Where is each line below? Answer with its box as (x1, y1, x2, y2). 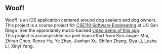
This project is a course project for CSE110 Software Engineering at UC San (5, 22, 158, 28)
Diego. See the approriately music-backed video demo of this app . (5, 27, 141, 33)
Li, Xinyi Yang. (5, 43, 34, 49)
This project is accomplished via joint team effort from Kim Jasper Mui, (5, 32, 150, 38)
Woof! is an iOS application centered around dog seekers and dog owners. (5, 17, 157, 23)
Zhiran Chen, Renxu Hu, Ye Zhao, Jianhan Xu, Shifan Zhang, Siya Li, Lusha (5, 38, 157, 44)
